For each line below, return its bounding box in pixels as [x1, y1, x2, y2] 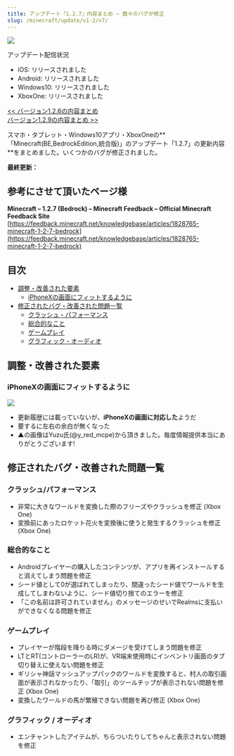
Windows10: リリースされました [17, 82, 110, 92]
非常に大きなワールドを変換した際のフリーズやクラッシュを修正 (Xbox [17, 502, 221, 510]
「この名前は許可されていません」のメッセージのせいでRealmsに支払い [17, 598, 223, 606]
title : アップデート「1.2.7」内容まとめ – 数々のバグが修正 [7, 10, 165, 18]
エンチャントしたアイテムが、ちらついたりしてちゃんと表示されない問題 [17, 733, 226, 741]
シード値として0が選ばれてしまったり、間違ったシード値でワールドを [17, 580, 218, 588]
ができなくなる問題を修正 [17, 606, 92, 615]
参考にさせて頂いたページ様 [7, 185, 128, 197]
